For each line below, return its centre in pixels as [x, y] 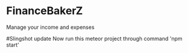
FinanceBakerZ [45, 11]
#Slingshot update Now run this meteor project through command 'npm [94, 38]
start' [13, 45]
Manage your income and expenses [50, 27]
